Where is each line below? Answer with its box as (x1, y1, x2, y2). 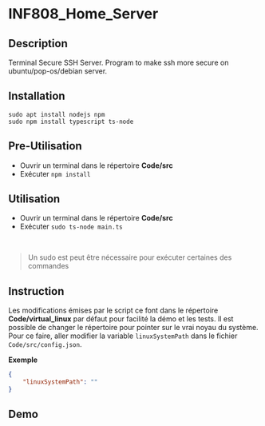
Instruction (8, 285, 65, 298)
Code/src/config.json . (8, 340, 82, 349)
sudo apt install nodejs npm (8, 110, 105, 118)
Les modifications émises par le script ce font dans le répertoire (8, 305, 219, 316)
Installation (8, 90, 65, 103)
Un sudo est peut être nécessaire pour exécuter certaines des (27, 253, 232, 262)
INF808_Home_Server (8, 5, 159, 23)
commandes (27, 261, 69, 271)
